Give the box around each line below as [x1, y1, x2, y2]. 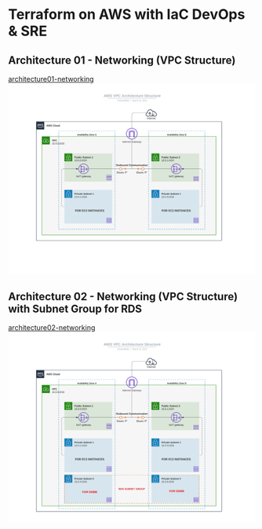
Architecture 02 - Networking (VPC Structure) [8, 289, 238, 303]
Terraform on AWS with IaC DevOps [8, 6, 246, 24]
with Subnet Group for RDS [8, 302, 143, 315]
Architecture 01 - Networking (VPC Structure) [8, 53, 236, 67]
